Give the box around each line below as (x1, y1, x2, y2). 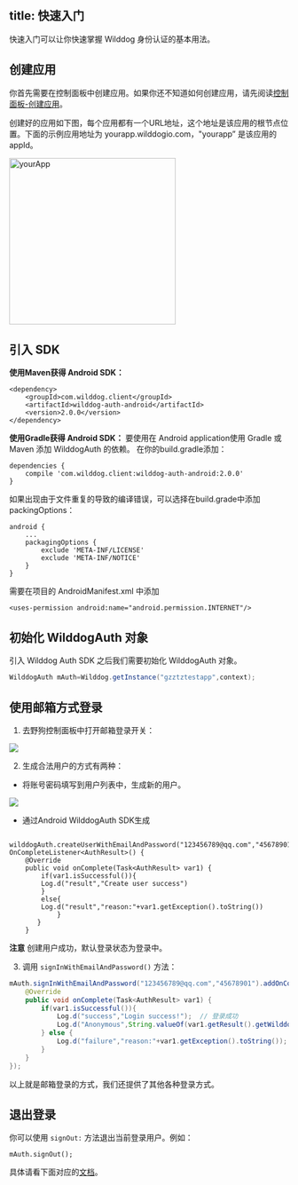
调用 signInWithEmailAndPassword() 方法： (21, 961, 177, 972)
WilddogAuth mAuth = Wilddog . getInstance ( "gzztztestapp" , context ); (9, 673, 255, 682)
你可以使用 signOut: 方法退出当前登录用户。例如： (9, 1133, 193, 1143)
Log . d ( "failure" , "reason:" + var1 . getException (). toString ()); (56, 1037, 288, 1046)
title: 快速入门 (9, 8, 85, 24)
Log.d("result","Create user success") (41, 879, 189, 888)
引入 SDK (9, 343, 60, 358)
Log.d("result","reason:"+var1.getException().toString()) (41, 902, 264, 912)
